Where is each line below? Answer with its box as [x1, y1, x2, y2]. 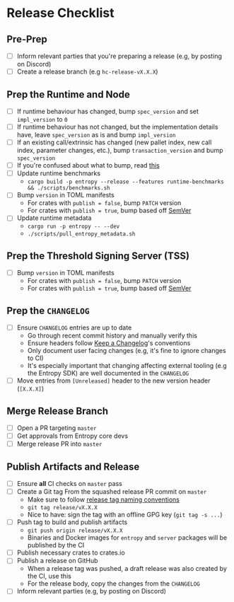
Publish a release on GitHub [16, 557, 98, 565]
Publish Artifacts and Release [6, 461, 140, 473]
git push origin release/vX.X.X [27, 527, 123, 535]
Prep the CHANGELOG [6, 304, 90, 316]
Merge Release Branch [6, 405, 109, 417]
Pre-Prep [6, 33, 47, 45]
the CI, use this [27, 572, 71, 581]
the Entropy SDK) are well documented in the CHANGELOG [27, 369, 189, 378]
